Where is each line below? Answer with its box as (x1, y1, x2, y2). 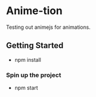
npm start (14, 84, 38, 92)
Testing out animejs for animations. (6, 24, 91, 31)
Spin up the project (6, 71, 61, 79)
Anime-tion (6, 4, 63, 18)
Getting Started (6, 41, 64, 51)
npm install (14, 56, 42, 63)
